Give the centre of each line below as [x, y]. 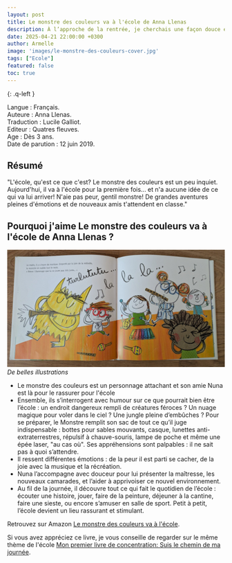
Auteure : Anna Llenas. [39, 114]
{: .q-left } [21, 93]
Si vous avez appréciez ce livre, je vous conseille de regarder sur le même [113, 537]
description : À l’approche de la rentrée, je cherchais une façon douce [114, 29]
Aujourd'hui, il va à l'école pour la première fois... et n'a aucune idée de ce [113, 190]
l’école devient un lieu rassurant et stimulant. [81, 511]
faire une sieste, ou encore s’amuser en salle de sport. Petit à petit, [112, 503]
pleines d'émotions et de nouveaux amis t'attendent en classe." [97, 204]
